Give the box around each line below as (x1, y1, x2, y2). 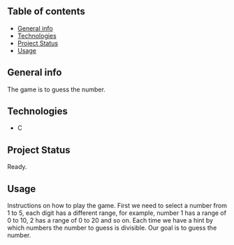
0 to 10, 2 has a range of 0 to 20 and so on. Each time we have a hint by (7, 216, 214, 225)
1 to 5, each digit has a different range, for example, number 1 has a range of (7, 209, 227, 217)
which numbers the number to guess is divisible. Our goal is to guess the (7, 223, 217, 232)
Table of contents (7, 6, 85, 17)
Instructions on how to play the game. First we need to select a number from (7, 202, 228, 210)
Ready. (7, 163, 27, 171)
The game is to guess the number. (7, 85, 106, 94)
